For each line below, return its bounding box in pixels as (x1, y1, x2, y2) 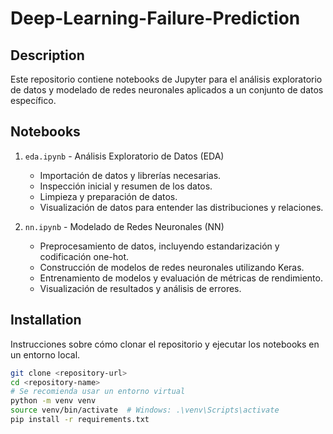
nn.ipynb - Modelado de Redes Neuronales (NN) (24, 220, 225, 232)
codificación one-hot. (39, 250, 130, 262)
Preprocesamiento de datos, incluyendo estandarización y (39, 240, 280, 252)
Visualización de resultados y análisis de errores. (39, 282, 242, 294)
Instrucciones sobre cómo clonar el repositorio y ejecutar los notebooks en (10, 338, 320, 350)
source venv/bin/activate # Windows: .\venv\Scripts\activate (10, 405, 280, 416)
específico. (10, 95, 57, 106)
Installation (10, 312, 82, 329)
